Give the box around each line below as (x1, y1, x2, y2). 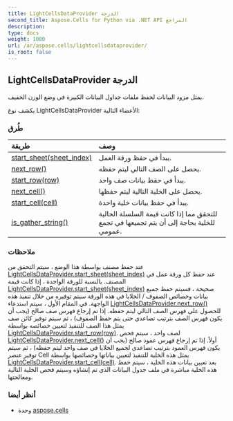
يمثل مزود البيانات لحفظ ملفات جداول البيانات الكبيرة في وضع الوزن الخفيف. (8, 93, 205, 101)
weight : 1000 (8, 36, 46, 43)
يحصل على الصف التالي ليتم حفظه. (98, 164, 201, 174)
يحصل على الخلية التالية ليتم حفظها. (98, 186, 203, 196)
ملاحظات (8, 247, 35, 256)
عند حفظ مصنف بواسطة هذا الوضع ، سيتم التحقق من (8, 263, 145, 271)
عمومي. (98, 226, 122, 236)
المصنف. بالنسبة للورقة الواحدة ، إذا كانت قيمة (8, 277, 127, 286)
